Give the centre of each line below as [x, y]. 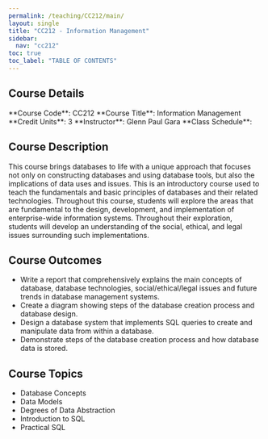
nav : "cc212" [38, 46]
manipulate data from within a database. [87, 331]
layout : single [34, 23]
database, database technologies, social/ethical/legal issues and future [138, 288]
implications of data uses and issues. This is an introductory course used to [134, 183]
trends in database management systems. [90, 297]
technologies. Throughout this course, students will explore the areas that [131, 201]
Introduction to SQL [52, 419]
